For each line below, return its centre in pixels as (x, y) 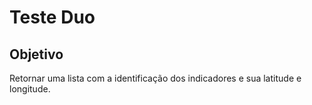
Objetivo (36, 54)
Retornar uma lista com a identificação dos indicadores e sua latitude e (155, 78)
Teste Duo (52, 17)
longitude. (30, 89)
